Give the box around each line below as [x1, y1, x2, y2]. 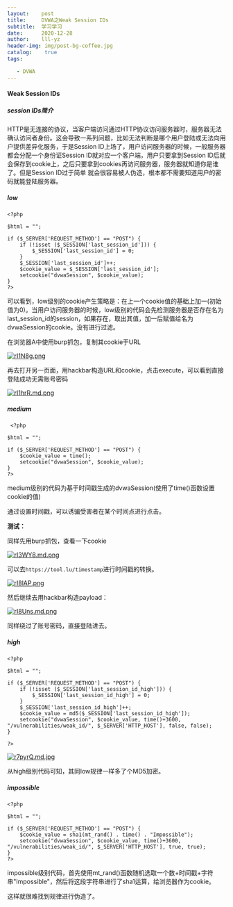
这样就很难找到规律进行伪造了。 [7, 892, 98, 901]
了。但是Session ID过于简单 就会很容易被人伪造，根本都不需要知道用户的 [7, 168, 216, 177]
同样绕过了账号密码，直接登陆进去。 [7, 621, 111, 630]
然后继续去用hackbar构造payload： [7, 594, 109, 602]
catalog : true [7, 49, 58, 56]
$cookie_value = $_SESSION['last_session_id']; [19, 265, 159, 273]
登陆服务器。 [25, 177, 62, 186]
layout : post [7, 10, 54, 17]
